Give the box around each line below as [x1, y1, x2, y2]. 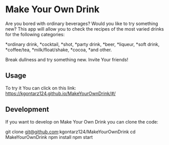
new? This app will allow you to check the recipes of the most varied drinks [5, 26, 164, 32]
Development [5, 105, 50, 114]
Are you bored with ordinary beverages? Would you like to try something [5, 20, 158, 27]
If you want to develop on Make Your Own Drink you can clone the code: [5, 118, 159, 125]
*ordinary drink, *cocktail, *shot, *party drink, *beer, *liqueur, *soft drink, [5, 41, 160, 47]
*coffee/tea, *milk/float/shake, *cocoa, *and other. [5, 46, 112, 53]
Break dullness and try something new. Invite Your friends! [5, 56, 129, 62]
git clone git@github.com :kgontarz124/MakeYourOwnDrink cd [5, 129, 136, 135]
